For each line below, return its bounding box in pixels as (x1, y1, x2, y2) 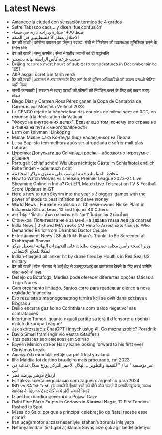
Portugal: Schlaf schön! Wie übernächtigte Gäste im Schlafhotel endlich (11, 160, 155, 166)
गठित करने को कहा (11, 269, 42, 274)
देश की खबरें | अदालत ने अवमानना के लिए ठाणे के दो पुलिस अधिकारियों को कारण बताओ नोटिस (11, 76, 156, 82)
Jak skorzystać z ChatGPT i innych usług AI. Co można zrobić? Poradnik (11, 326, 156, 332)
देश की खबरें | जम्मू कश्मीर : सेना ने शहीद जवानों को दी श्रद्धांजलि (11, 50, 109, 56)
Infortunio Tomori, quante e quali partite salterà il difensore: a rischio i (11, 316, 151, 322)
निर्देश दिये (11, 45, 27, 51)
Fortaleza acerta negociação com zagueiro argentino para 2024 (11, 377, 140, 383)
